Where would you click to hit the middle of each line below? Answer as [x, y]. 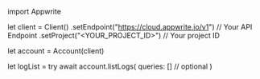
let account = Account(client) [56, 51]
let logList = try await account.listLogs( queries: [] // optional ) [110, 66]
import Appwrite [35, 12]
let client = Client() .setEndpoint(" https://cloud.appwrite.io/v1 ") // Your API [130, 27]
